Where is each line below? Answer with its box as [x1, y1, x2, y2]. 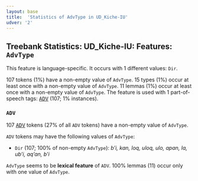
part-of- [170, 89, 190, 96]
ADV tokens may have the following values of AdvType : [6, 133, 135, 140]
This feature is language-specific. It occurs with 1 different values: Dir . [6, 65, 178, 72]
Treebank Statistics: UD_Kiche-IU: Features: [6, 41, 173, 51]
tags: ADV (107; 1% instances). [25, 95, 99, 102]
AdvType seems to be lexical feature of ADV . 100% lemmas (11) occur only [6, 162, 183, 169]
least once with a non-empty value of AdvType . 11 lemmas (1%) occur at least [6, 83, 192, 90]
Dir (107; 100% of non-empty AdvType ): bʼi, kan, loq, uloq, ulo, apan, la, [14, 144, 188, 152]
